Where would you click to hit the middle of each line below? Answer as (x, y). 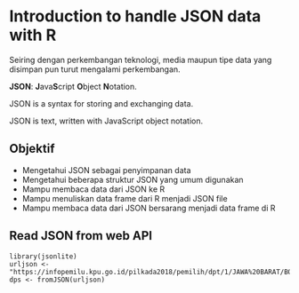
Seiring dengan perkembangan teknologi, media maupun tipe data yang (141, 59)
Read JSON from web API (81, 236)
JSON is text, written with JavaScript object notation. (106, 121)
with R (33, 35)
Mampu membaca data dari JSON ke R (93, 189)
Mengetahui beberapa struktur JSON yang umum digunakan (133, 179)
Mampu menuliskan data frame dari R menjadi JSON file (125, 198)
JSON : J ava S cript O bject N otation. (73, 86)
